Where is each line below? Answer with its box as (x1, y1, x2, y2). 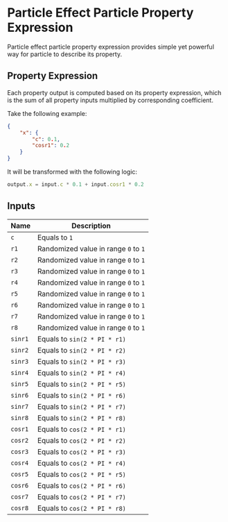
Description (71, 221, 111, 230)
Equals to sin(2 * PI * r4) (37, 368, 127, 378)
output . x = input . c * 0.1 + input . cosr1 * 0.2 (7, 181, 144, 188)
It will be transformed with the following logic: (7, 168, 137, 176)
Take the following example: (7, 109, 87, 117)
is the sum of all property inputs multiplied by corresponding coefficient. (7, 96, 213, 104)
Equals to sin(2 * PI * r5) (37, 379, 127, 389)
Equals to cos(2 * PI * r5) (37, 469, 127, 479)
